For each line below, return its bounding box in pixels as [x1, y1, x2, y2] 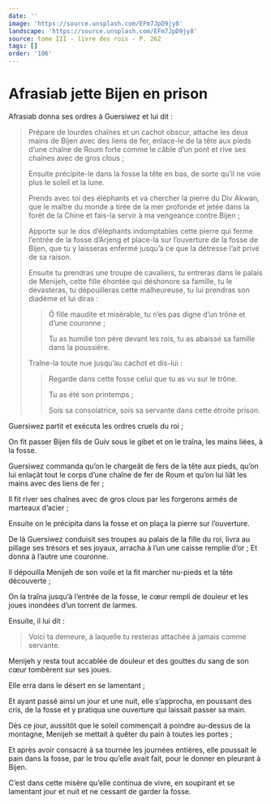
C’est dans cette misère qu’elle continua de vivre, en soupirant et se [8, 777, 235, 788]
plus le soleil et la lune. [28, 177, 105, 187]
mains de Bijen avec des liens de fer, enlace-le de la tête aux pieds [28, 136, 252, 145]
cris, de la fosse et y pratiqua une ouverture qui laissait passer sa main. [8, 704, 247, 715]
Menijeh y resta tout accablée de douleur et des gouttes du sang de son [8, 655, 249, 666]
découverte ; [8, 576, 51, 586]
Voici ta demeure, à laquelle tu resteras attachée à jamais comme [28, 631, 247, 642]
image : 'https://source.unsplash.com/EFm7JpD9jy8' [8, 19, 183, 28]
